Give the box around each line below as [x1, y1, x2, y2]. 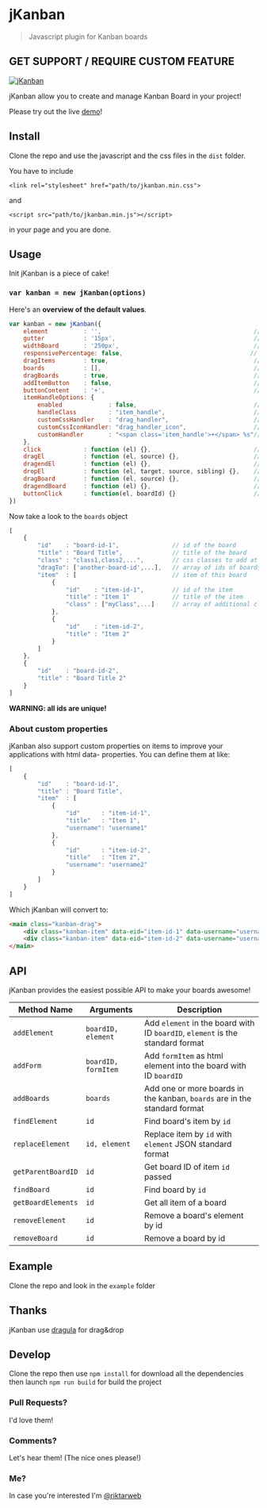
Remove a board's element [144, 1210, 244, 1221]
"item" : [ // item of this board [37, 571, 247, 579]
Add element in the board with [144, 1018, 255, 1029]
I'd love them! [9, 1415, 54, 1425]
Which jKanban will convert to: [9, 905, 109, 914]
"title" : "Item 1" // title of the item [65, 593, 244, 601]
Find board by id [144, 1184, 207, 1195]
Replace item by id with [144, 1129, 232, 1140]
